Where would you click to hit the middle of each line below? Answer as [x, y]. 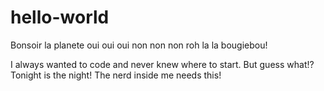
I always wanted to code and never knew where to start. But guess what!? [162, 64]
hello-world [60, 17]
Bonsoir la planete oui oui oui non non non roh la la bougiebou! [139, 45]
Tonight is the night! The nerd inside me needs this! [116, 75]
